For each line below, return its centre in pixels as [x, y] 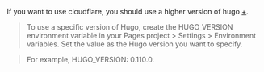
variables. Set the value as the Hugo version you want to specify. [134, 44]
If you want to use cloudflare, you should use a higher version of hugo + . [128, 12]
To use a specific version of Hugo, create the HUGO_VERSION [130, 27]
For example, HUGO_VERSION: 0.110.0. [90, 60]
